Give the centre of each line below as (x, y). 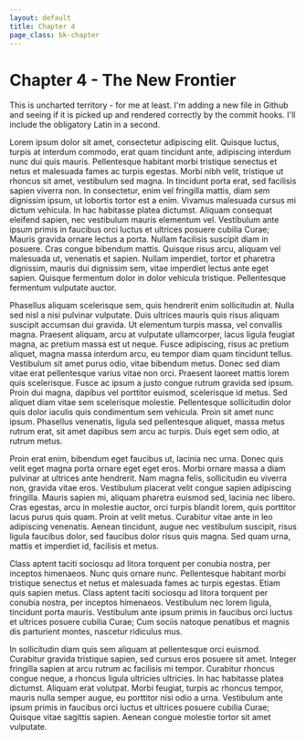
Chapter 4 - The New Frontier (123, 80)
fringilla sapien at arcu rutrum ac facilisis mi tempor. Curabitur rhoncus (142, 669)
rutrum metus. (36, 441)
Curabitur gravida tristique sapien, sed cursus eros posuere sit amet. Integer (153, 659)
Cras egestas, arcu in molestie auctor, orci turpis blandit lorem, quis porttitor (153, 507)
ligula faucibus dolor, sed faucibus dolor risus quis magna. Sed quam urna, (150, 537)
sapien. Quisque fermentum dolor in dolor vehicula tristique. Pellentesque (148, 278)
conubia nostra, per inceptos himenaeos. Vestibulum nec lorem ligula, (141, 602)
